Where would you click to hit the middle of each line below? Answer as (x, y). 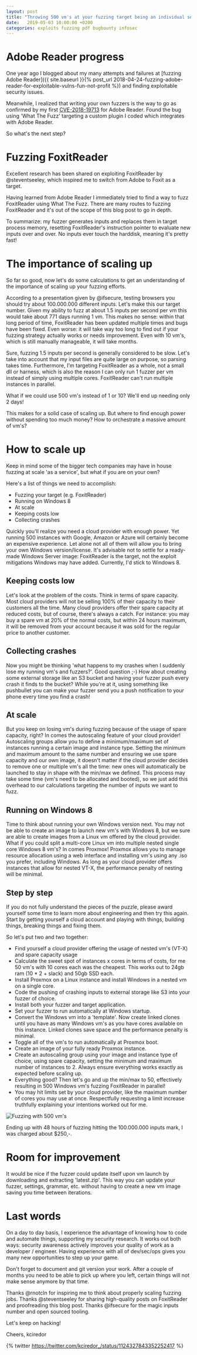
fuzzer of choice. (35, 999)
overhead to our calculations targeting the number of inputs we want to (92, 785)
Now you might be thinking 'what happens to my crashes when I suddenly (96, 665)
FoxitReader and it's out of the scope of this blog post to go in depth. (89, 210)
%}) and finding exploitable (145, 86)
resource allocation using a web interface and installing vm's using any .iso (97, 856)
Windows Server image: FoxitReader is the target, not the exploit (99, 556)
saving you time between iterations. (49, 1192)
